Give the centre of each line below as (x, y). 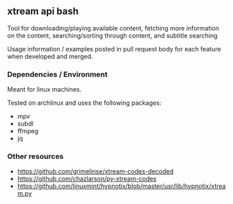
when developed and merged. (50, 56)
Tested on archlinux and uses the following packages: (85, 103)
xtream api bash (43, 11)
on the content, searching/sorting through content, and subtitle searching (112, 35)
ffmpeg (28, 131)
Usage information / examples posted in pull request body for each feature (114, 49)
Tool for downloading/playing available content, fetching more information (113, 28)
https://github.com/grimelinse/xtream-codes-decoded (95, 171)
